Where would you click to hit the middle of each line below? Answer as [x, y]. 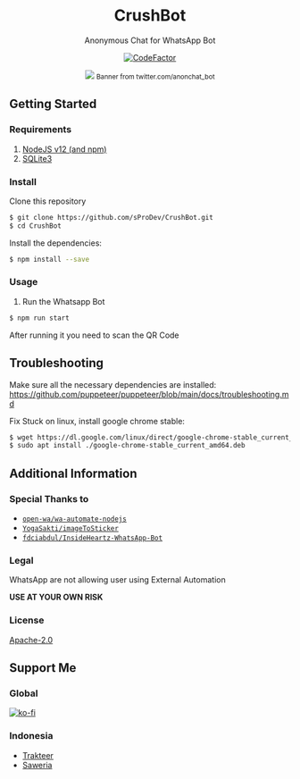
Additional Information [73, 473]
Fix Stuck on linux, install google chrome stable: [97, 421]
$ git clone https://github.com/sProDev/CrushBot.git [112, 217]
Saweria [37, 765]
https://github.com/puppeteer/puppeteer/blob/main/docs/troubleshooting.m [149, 394]
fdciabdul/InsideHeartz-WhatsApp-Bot [92, 538]
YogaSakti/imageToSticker [70, 528]
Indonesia [31, 736]
